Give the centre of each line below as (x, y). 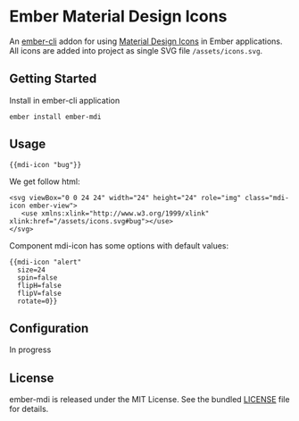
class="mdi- (267, 198)
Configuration (49, 328)
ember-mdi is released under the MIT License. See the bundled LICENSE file (149, 400)
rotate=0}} (37, 301)
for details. (29, 409)
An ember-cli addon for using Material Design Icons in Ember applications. (146, 41)
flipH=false (40, 285)
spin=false (37, 278)
